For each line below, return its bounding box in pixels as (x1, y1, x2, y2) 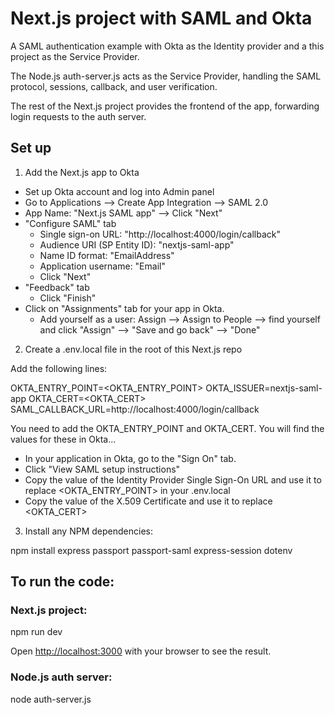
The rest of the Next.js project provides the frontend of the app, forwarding (10, 100, 320, 112)
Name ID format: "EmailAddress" (39, 249, 175, 261)
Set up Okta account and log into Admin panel (24, 185, 215, 197)
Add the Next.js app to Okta (24, 166, 140, 178)
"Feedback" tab (24, 281, 90, 293)
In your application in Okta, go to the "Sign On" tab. (24, 452, 237, 464)
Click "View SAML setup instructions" (24, 463, 181, 475)
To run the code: (10, 573, 115, 591)
